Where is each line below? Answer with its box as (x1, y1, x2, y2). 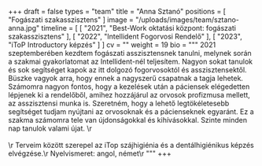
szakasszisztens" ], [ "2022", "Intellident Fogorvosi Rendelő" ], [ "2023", (8, 31, 242, 41)
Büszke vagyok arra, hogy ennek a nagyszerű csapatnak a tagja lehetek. (8, 74, 244, 83)
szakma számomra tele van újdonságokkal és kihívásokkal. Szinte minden (8, 116, 248, 124)
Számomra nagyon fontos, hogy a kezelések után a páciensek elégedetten (8, 82, 250, 91)
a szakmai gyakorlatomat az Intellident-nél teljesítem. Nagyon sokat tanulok (8, 57, 253, 66)
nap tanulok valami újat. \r (8, 124, 93, 133)
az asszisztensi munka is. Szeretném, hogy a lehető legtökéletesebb (8, 98, 230, 108)
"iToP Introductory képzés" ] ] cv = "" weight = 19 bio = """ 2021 (8, 40, 216, 50)
